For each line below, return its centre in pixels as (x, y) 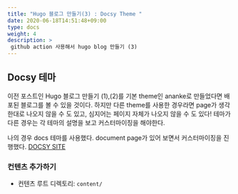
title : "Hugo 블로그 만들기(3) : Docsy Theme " (75, 14)
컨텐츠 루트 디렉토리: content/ (60, 184)
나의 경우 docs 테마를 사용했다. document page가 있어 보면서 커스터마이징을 (115, 138)
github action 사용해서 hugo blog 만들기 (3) (74, 47)
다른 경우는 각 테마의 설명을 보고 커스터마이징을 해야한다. (86, 122)
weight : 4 (22, 34)
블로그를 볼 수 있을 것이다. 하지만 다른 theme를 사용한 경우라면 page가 (119, 104)
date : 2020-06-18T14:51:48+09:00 (57, 21)
